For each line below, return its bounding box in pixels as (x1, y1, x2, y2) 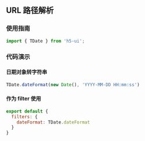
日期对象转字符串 (6, 69, 47, 76)
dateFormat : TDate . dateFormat (16, 119, 91, 125)
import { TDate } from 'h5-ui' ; (6, 38, 85, 44)
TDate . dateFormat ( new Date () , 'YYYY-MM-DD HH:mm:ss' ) (6, 82, 140, 87)
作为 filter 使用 (6, 95, 42, 102)
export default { (6, 108, 49, 114)
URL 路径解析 (6, 5, 54, 16)
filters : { (11, 114, 38, 119)
